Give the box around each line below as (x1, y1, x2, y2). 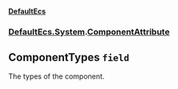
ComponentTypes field (8, 50, 130, 64)
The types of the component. (8, 72, 105, 81)
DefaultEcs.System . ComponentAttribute (8, 26, 170, 37)
